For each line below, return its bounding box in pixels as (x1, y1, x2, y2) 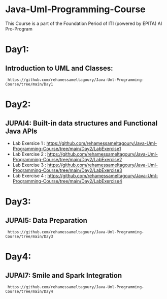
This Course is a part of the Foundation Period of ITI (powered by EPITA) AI (5, 20, 162, 26)
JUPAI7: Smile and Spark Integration (5, 271, 122, 280)
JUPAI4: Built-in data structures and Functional (5, 118, 158, 128)
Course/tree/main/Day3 (5, 234, 53, 239)
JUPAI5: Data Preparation (5, 216, 88, 225)
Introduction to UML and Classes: (5, 64, 113, 72)
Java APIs (5, 127, 38, 135)
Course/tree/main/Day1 (5, 81, 53, 87)
